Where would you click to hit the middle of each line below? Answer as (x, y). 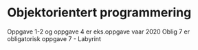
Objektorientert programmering (99, 13)
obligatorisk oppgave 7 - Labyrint (54, 38)
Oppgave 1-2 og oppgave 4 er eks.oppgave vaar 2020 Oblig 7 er (99, 32)
